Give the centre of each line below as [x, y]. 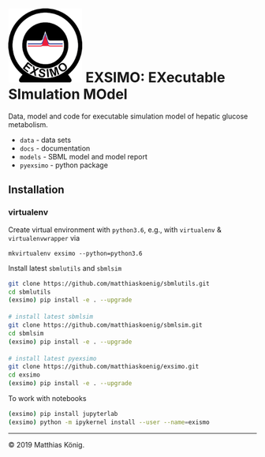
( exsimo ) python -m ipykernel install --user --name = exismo [109, 422]
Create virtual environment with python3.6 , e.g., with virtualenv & [115, 230]
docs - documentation [55, 148]
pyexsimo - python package [64, 165]
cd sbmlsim [26, 333]
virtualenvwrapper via [44, 238]
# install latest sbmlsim [50, 317]
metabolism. [28, 124]
